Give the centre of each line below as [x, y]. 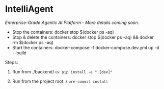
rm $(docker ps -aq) [33, 42]
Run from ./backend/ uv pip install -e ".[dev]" [62, 71]
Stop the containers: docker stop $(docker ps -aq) [63, 32]
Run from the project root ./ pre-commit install [60, 81]
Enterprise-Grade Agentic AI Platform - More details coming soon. [72, 22]
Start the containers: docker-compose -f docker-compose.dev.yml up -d [86, 47]
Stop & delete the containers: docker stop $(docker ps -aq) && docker [83, 37]
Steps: [12, 62]
